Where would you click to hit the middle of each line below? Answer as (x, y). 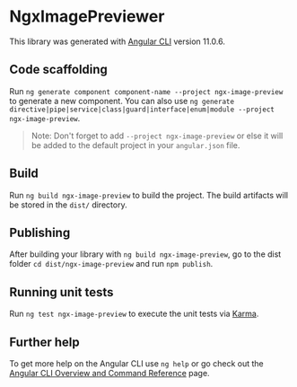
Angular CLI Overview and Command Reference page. (109, 373)
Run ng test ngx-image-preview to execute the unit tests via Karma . (134, 314)
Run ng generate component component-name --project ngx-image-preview (146, 91)
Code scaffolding (58, 70)
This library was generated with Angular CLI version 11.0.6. (118, 41)
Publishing (40, 232)
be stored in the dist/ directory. (68, 205)
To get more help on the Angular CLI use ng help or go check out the (136, 364)
